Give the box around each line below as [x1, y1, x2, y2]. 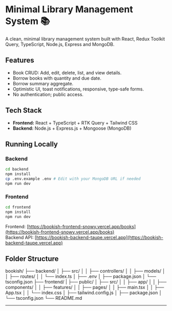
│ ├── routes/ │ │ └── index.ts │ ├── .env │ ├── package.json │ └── [5, 273, 157, 279]
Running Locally [5, 139, 58, 149]
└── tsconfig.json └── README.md [5, 295, 82, 301]
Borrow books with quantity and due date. [12, 75, 101, 81]
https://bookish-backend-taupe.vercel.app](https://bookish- [36, 234, 164, 241]
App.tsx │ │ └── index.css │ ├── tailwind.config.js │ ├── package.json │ [5, 290, 162, 296]
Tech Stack [5, 106, 42, 115]
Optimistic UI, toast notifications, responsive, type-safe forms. [12, 86, 144, 92]
